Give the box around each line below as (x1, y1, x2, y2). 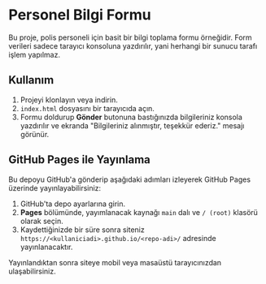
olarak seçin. (20, 216, 63, 226)
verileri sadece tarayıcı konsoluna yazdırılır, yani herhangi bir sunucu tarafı (8, 41, 258, 50)
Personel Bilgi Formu (8, 6, 152, 24)
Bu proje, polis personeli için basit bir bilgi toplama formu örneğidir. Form (8, 32, 252, 42)
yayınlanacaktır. (20, 242, 73, 252)
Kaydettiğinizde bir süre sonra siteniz (20, 225, 145, 235)
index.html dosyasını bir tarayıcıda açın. (20, 103, 155, 113)
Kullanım (8, 73, 55, 87)
